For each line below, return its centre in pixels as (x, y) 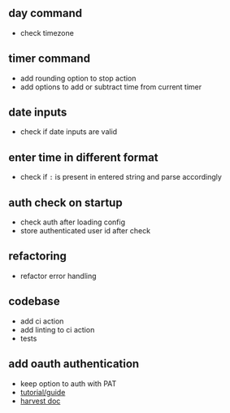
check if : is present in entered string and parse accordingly (121, 177)
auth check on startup (66, 202)
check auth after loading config (73, 222)
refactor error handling (58, 276)
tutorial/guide (43, 392)
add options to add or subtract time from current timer (111, 87)
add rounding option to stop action (78, 78)
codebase (34, 301)
